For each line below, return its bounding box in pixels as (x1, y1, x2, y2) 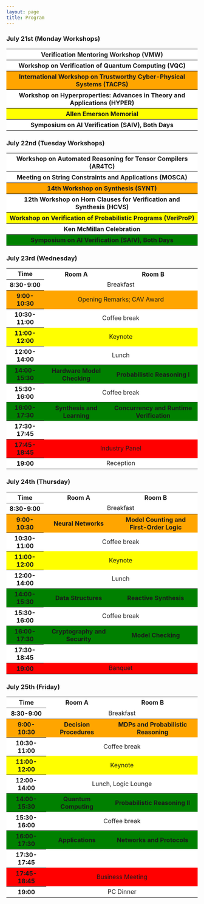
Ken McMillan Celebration (63, 225, 141, 233)
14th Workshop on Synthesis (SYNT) (47, 184, 157, 193)
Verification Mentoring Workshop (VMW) (41, 50, 163, 58)
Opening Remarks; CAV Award (77, 295, 164, 304)
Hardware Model (51, 366, 101, 374)
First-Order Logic (129, 523, 182, 531)
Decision (63, 720, 90, 729)
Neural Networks (53, 519, 104, 528)
